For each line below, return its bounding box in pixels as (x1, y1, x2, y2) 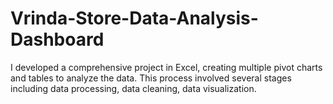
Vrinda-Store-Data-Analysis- (10, 7, 259, 30)
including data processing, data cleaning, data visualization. (10, 82, 257, 94)
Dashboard (10, 28, 105, 51)
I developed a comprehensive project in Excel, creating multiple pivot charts (10, 61, 323, 73)
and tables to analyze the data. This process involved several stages (10, 72, 292, 84)
